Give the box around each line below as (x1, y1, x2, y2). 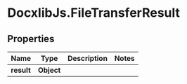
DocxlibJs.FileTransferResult (7, 5, 181, 21)
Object (37, 65, 61, 75)
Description (67, 54, 108, 63)
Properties (7, 33, 55, 45)
